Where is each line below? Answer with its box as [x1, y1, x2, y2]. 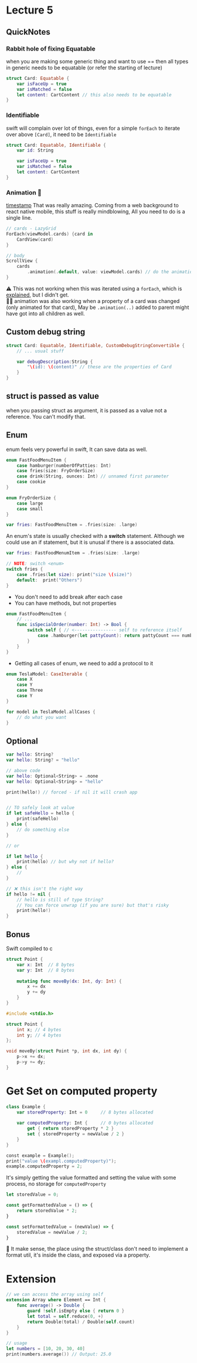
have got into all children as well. [6, 309, 85, 317]
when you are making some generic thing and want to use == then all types [6, 58, 189, 65]
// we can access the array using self [6, 1291, 104, 1298]
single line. [6, 214, 32, 221]
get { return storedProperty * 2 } [27, 1126, 114, 1132]
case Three [16, 688, 43, 694]
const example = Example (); [6, 1152, 75, 1159]
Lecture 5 [6, 4, 54, 17]
